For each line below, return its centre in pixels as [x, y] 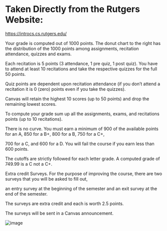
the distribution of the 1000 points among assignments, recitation [72, 48]
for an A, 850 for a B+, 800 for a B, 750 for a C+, [55, 134]
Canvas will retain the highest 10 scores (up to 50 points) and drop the [77, 99]
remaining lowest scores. [31, 104]
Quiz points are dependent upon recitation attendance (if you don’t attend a [83, 84]
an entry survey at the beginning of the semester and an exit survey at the [81, 189]
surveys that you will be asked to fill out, [47, 179]
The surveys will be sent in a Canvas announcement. [59, 213]
